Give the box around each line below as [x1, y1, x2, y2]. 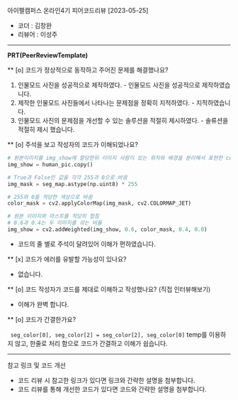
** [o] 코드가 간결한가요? [7, 315, 76, 323]
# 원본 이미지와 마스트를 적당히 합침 [7, 212, 100, 220]
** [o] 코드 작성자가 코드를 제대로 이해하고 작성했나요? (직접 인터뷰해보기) [7, 285, 211, 293]
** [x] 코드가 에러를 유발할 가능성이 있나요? [7, 254, 127, 263]
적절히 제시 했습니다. [17, 125, 75, 134]
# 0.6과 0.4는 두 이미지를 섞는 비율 [7, 220, 103, 227]
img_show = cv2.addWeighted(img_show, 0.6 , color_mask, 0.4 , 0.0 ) [7, 226, 208, 233]
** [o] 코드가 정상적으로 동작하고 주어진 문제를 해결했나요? [7, 66, 169, 74]
